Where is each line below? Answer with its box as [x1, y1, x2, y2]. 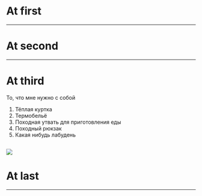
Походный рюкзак [14, 124, 62, 132]
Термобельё [14, 112, 47, 119]
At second [6, 39, 59, 53]
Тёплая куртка [14, 105, 52, 112]
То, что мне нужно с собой [6, 94, 76, 101]
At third [6, 74, 44, 88]
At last [6, 170, 39, 183]
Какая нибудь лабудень [14, 131, 76, 138]
